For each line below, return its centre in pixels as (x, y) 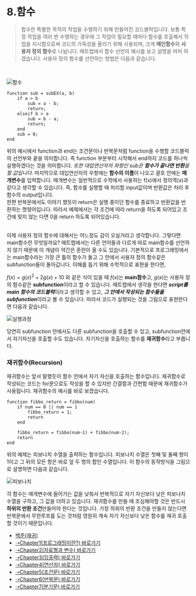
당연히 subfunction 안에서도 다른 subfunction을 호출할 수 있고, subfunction (94, 331)
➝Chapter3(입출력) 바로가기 (48, 557)
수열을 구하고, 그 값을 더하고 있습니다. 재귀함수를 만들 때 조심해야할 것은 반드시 (96, 501)
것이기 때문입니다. (33, 523)
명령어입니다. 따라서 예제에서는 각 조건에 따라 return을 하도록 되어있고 (101, 209)
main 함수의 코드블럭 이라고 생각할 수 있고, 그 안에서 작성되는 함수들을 (85, 292)
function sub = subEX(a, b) (41, 93)
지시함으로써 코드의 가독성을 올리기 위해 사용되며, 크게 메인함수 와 (106, 44)
